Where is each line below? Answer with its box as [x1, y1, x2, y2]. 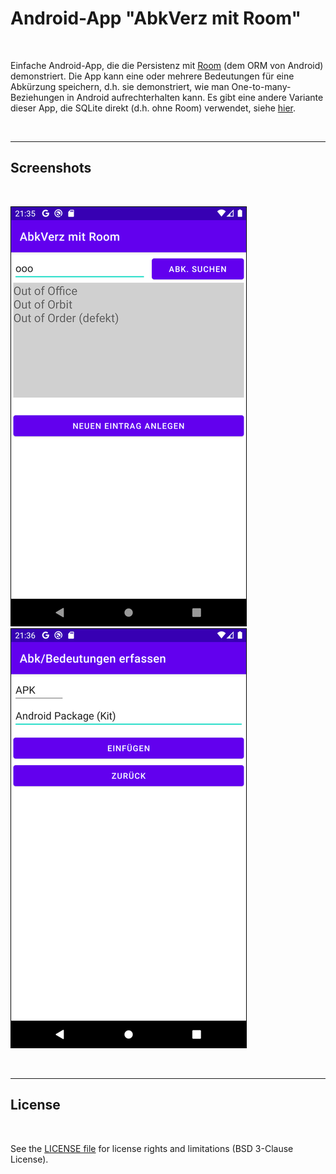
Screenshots [10, 160, 92, 177]
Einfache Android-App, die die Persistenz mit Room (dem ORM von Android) [10, 59, 324, 71]
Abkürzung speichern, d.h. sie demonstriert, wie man [10, 80, 230, 92]
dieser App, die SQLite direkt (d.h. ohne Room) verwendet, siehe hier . [10, 102, 297, 114]
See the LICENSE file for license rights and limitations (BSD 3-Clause [10, 1142, 294, 1154]
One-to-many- [231, 80, 292, 92]
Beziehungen [10, 91, 65, 103]
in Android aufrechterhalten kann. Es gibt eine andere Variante [66, 91, 324, 103]
